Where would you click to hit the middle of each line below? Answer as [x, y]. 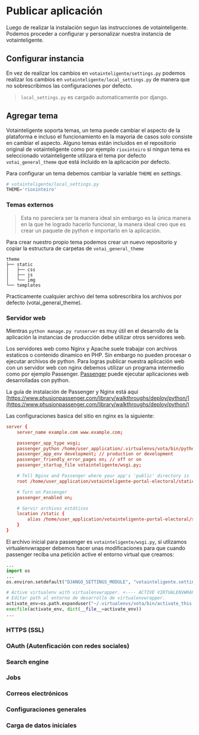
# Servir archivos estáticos [53, 508]
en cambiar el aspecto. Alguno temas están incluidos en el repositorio [91, 143]
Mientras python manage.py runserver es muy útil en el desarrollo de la [92, 330]
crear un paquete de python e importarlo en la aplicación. [91, 231]
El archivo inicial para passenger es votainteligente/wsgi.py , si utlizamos [97, 541]
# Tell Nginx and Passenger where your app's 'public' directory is [103, 476]
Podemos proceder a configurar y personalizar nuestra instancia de [89, 33]
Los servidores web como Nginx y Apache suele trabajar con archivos [92, 348]
